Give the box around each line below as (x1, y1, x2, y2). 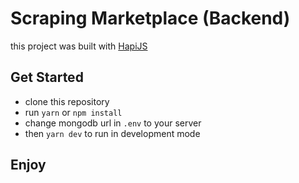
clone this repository (24, 95, 110, 107)
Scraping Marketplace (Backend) (10, 7, 291, 30)
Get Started (10, 69, 84, 86)
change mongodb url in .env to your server (24, 117, 202, 129)
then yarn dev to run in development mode (24, 127, 201, 139)
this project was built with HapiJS (10, 40, 148, 52)
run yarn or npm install (24, 106, 123, 118)
